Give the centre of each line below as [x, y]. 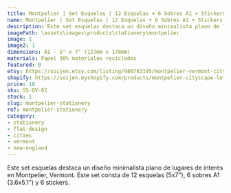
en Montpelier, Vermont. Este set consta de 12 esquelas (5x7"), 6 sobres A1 [113, 175]
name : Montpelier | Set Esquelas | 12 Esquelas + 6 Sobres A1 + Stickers [115, 20]
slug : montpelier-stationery [49, 103]
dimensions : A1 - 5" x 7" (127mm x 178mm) [69, 52]
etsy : [15, 71]
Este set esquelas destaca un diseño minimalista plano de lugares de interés [115, 167]
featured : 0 [24, 65]
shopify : [20, 78]
